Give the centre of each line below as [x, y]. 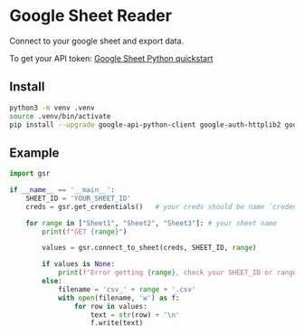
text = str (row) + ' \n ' [135, 315]
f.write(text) [117, 323]
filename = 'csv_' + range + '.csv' [127, 289]
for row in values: [110, 306]
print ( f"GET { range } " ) [85, 232]
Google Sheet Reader [90, 16]
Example [34, 153]
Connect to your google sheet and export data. [97, 41]
